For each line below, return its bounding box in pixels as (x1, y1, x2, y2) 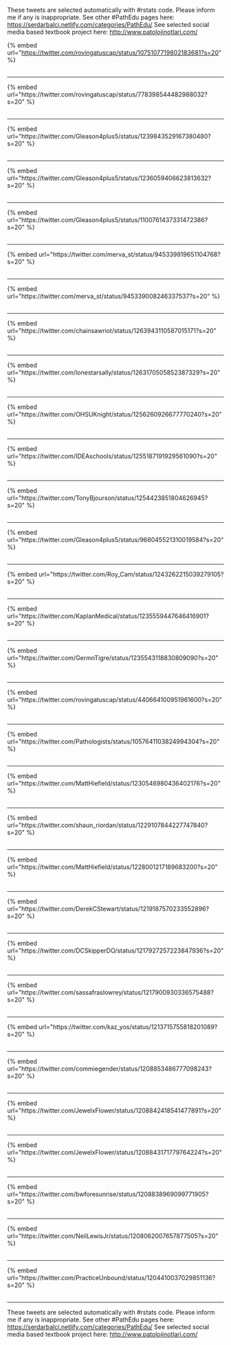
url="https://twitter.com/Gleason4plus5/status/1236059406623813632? (7, 174, 212, 182)
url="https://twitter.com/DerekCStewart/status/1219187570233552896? (7, 905, 210, 913)
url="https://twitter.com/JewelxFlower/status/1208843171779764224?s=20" (7, 1148, 222, 1156)
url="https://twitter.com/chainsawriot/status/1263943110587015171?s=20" (7, 327, 217, 335)
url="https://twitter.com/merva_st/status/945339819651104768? (38, 250, 221, 258)
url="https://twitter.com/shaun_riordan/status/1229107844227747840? (7, 821, 208, 829)
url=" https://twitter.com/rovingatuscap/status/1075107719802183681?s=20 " (7, 48, 222, 57)
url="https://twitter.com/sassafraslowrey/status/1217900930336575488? (7, 988, 214, 996)
